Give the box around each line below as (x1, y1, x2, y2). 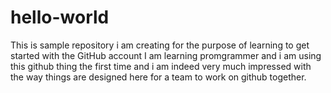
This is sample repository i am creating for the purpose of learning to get (10, 39, 310, 51)
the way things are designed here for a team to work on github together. (10, 71, 307, 83)
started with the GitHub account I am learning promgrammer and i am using (10, 49, 322, 61)
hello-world (10, 6, 110, 29)
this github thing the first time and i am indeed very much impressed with (10, 60, 312, 72)
